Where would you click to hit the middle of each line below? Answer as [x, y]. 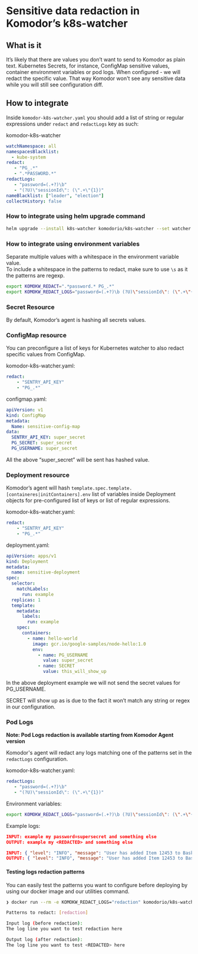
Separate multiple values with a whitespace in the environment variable [93, 256]
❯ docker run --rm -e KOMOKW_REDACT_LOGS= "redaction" [74, 902]
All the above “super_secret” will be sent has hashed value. [78, 459]
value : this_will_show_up [75, 672]
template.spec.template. [102, 489]
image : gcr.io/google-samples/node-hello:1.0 [89, 644]
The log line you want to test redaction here [64, 929]
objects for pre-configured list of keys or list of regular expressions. [88, 501]
